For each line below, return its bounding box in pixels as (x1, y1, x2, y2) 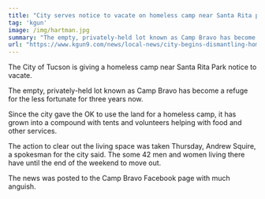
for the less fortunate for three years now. (8, 94, 144, 104)
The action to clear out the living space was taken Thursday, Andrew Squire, (8, 142, 256, 151)
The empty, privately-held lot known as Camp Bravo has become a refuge (8, 86, 248, 95)
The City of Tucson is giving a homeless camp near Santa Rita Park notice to (8, 62, 257, 72)
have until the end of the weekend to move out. (8, 158, 162, 168)
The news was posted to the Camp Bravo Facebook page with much (8, 174, 230, 183)
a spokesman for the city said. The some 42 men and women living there (8, 150, 245, 160)
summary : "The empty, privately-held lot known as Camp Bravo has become (8, 33, 256, 42)
